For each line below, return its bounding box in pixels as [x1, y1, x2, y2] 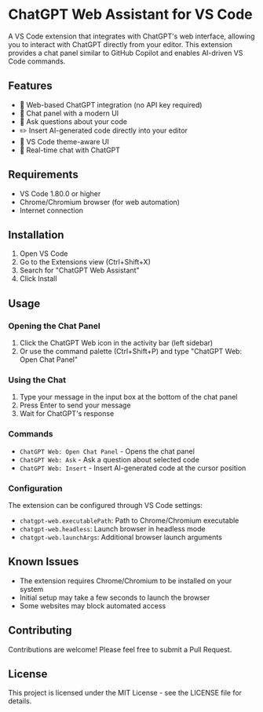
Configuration [8, 483, 63, 494]
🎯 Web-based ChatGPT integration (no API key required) [19, 100, 203, 109]
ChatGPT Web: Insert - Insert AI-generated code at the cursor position [19, 463, 247, 473]
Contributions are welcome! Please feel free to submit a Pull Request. [8, 644, 232, 654]
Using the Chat [8, 374, 67, 385]
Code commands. [8, 57, 66, 66]
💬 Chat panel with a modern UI [19, 108, 119, 118]
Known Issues [8, 555, 79, 568]
